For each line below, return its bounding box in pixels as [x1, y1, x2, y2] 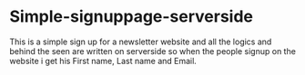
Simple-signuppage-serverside [9, 6, 253, 27]
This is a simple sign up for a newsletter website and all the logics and [9, 36, 272, 47]
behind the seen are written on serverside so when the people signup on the [9, 45, 296, 56]
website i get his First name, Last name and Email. [9, 55, 198, 66]
